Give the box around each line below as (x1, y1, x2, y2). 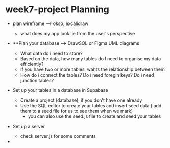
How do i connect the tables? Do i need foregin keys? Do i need (20, 71, 154, 78)
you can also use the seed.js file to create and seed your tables (28, 113, 161, 119)
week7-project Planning (5, 4, 110, 15)
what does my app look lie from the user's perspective (20, 30, 135, 36)
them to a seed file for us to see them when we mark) (20, 108, 133, 114)
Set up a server (12, 123, 45, 129)
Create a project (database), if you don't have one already (20, 97, 142, 103)
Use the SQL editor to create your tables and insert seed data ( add (20, 102, 162, 108)
